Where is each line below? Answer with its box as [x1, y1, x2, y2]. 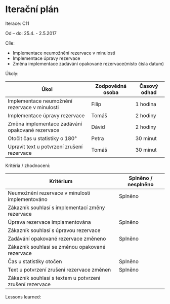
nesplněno [127, 181, 154, 188]
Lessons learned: [5, 293, 41, 300]
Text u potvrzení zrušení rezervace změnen [8, 266, 111, 273]
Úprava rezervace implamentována [8, 218, 91, 225]
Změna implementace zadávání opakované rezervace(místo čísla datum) [12, 60, 164, 66]
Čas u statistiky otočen [8, 258, 62, 265]
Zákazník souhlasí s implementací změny [8, 204, 105, 211]
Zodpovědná [95, 82, 126, 89]
